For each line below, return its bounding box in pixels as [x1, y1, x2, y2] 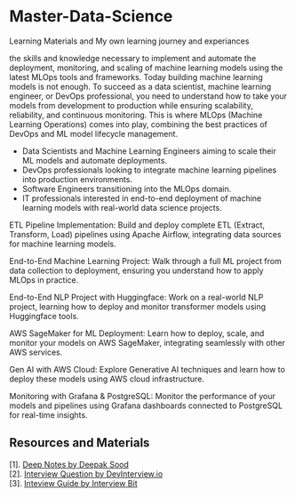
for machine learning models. [9, 238, 117, 249]
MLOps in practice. [9, 274, 79, 285]
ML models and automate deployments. [21, 155, 167, 165]
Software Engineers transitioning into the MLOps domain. [21, 183, 232, 194]
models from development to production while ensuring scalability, [9, 100, 253, 110]
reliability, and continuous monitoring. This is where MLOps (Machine [9, 109, 263, 120]
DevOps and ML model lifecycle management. [9, 128, 179, 139]
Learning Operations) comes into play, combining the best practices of [9, 118, 268, 130]
